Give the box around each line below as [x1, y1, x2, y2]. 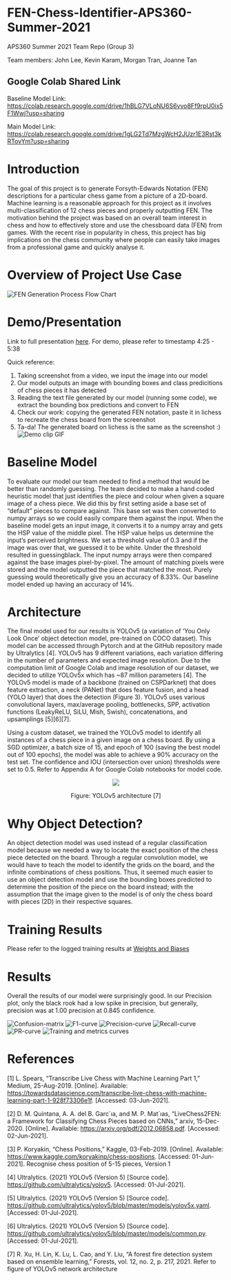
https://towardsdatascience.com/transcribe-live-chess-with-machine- [7, 1089, 208, 1097]
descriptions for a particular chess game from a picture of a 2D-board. [7, 192, 208, 200]
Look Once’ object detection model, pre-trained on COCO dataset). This [7, 634, 212, 642]
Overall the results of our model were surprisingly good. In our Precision [7, 992, 212, 1000]
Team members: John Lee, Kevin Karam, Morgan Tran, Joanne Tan [7, 55, 197, 64]
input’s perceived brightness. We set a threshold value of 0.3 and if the [7, 536, 208, 544]
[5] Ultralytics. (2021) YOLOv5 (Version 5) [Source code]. [7, 1194, 170, 1203]
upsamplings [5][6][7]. [7, 715, 71, 723]
